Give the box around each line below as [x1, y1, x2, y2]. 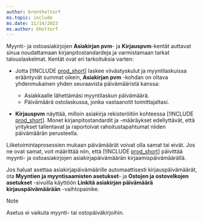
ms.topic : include [6, 15, 53, 21]
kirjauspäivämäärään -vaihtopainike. [6, 186, 99, 193]
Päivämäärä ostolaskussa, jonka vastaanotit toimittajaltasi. [24, 99, 170, 106]
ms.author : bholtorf [6, 26, 59, 32]
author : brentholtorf [6, 9, 61, 15]
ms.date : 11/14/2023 [6, 20, 59, 26]
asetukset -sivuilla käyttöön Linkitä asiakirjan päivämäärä [6, 179, 153, 186]
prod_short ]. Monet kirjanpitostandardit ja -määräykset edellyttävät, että [15, 117, 195, 124]
